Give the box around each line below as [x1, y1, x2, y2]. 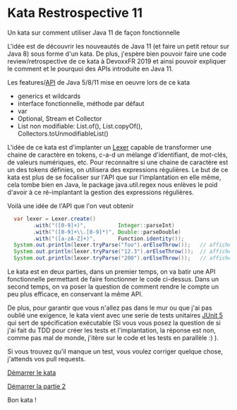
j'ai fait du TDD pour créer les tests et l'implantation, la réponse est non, [7, 326, 217, 334]
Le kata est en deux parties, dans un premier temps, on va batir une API [7, 267, 216, 276]
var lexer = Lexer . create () [13, 215, 97, 222]
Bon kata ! [7, 396, 37, 404]
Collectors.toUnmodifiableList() [17, 129, 109, 138]
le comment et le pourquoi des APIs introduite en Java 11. [7, 64, 174, 73]
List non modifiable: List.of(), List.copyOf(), [17, 121, 143, 130]
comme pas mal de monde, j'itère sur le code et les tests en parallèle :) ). [7, 334, 219, 342]
